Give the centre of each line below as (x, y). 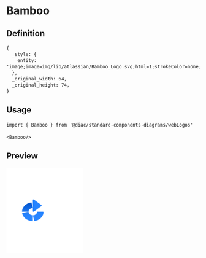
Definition (25, 33)
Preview (22, 156)
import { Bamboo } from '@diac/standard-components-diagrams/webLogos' (100, 125)
